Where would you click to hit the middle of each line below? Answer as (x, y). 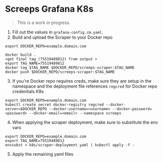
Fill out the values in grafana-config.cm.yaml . (58, 32)
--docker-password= (132, 109)
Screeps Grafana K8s (49, 9)
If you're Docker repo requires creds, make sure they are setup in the (82, 81)
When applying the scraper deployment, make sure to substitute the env (85, 122)
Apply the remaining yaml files (43, 154)
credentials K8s (28, 91)
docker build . (21, 55)
